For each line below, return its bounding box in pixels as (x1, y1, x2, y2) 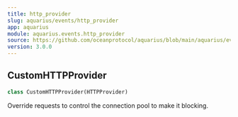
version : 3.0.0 (7, 43, 52, 50)
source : (7, 37, 30, 44)
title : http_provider (7, 10, 72, 18)
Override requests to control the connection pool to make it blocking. (7, 101, 209, 110)
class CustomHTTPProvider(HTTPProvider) (7, 88, 129, 96)
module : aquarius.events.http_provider (7, 30, 125, 38)
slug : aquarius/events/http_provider (7, 17, 119, 24)
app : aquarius (7, 23, 50, 30)
